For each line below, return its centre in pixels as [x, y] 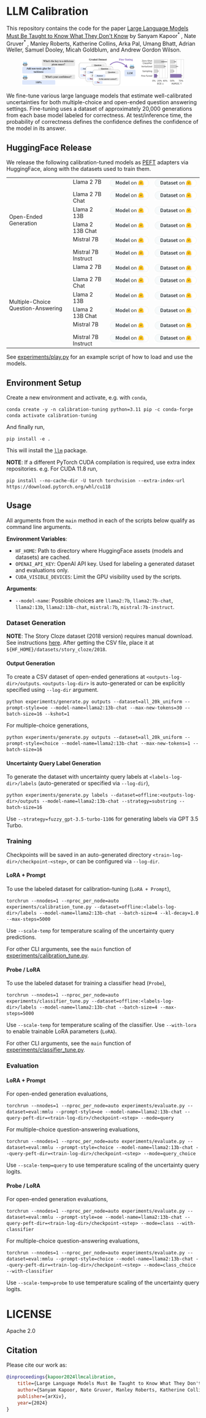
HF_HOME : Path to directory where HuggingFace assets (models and [99, 550]
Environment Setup [44, 383]
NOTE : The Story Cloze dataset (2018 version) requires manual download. [100, 636]
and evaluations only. [42, 570]
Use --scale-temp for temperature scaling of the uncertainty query [90, 930]
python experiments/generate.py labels [57, 795]
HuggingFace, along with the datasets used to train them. [79, 169]
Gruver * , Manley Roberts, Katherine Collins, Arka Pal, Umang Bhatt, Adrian [101, 43]
